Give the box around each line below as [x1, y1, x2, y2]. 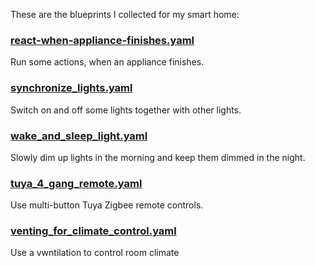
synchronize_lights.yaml [10, 81, 133, 95]
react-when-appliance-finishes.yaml [10, 33, 195, 47]
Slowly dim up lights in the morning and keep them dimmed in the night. [10, 151, 306, 163]
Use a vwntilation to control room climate [10, 247, 180, 259]
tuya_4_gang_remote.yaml [10, 176, 143, 190]
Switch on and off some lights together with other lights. [10, 104, 242, 116]
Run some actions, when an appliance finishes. [10, 56, 205, 68]
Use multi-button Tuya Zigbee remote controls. [10, 199, 204, 211]
